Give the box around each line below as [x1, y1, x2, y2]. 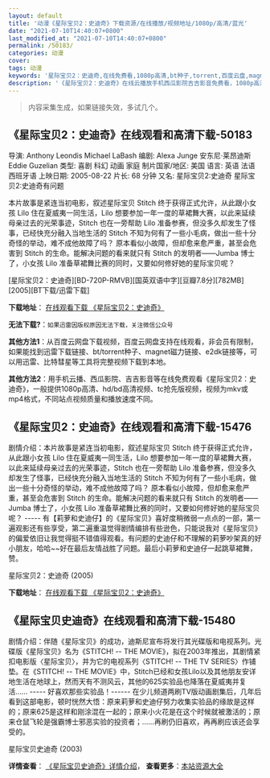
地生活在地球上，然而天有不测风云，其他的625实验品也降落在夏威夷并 [8, 677, 239, 686]
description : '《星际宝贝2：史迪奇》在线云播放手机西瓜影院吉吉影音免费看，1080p [8, 79, 255, 87]
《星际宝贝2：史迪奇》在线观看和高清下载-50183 [8, 128, 253, 142]
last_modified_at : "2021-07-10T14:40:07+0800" [8, 34, 167, 43]
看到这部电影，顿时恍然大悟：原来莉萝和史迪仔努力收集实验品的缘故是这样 [8, 697, 255, 706]
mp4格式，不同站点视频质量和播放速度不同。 [8, 394, 157, 404]
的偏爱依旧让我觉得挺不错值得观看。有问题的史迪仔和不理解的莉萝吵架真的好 [8, 533, 262, 543]
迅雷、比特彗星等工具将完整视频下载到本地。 [22, 357, 170, 367]
